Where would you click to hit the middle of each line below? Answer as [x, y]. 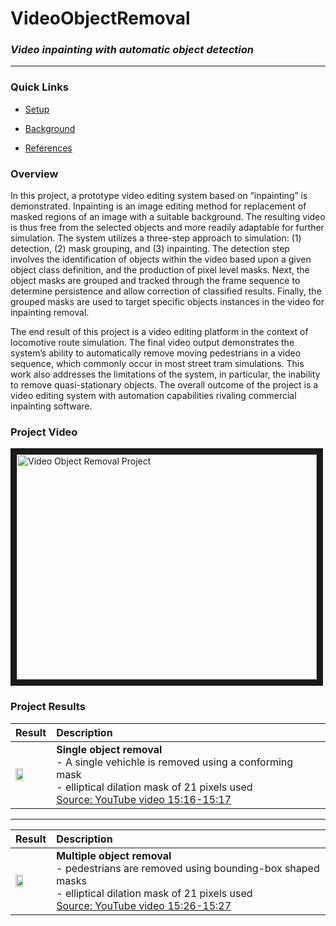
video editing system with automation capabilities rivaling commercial [153, 396]
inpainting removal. [50, 313]
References [48, 148]
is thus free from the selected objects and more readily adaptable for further [167, 228]
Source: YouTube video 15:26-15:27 [144, 905]
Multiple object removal [114, 855]
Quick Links [39, 87]
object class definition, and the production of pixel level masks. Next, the [160, 270]
